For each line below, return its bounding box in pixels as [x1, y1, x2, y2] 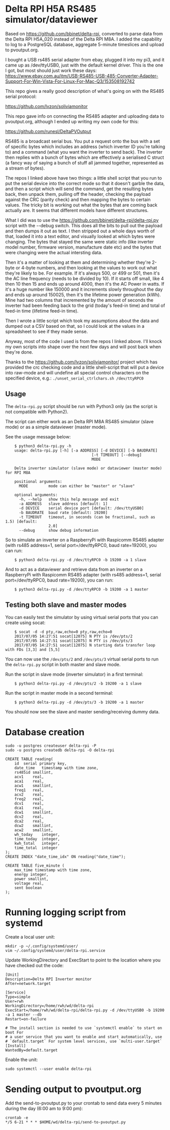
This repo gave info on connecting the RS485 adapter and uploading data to [5, 113, 164, 119]
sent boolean [14, 885, 42, 891]
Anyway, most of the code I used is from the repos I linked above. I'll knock [5, 338, 162, 344]
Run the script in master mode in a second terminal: [5, 690, 113, 696]
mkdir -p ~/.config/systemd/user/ [5, 944, 79, 949]
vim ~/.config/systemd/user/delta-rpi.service [5, 948, 106, 953]
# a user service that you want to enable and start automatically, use [5, 1035, 162, 1040]
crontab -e [5, 1115, 28, 1120]
